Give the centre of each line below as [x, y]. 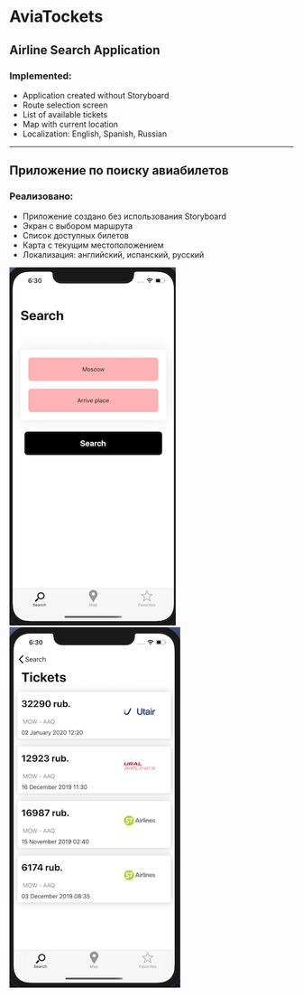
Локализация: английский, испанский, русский [113, 254]
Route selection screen [65, 105]
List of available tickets [65, 114]
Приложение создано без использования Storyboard [124, 216]
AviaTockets [56, 17]
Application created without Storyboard [96, 95]
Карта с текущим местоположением [93, 245]
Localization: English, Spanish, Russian [95, 134]
